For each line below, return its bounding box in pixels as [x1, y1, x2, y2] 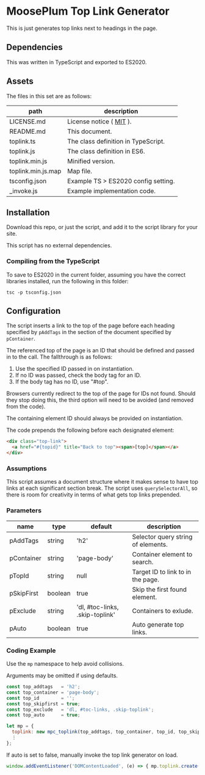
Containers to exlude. [132, 606, 193, 615]
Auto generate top [132, 620, 184, 628]
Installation [6, 207, 50, 217]
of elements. [132, 540, 168, 548]
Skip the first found [132, 585, 187, 594]
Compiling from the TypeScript [6, 257, 100, 266]
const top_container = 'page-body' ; [6, 689, 99, 696]
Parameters [6, 506, 41, 515]
